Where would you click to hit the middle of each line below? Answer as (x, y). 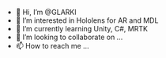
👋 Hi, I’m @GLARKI (46, 12)
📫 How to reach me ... (52, 46)
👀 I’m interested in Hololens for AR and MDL (87, 20)
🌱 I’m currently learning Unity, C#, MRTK (82, 29)
